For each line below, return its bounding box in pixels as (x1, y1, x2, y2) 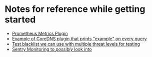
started (4, 14, 36, 25)
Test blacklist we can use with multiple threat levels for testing (11, 41, 140, 47)
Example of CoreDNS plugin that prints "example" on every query (11, 36, 147, 42)
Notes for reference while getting (4, 3, 145, 15)
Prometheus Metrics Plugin (11, 30, 68, 36)
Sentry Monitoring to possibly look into (11, 46, 92, 52)
